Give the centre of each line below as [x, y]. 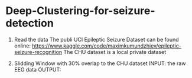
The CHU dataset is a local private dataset [115, 52]
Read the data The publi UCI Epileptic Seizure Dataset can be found [96, 39]
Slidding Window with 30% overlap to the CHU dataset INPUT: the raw [100, 63]
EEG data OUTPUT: [38, 69]
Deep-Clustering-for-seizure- [80, 11]
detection [30, 23]
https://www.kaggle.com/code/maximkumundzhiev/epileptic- [106, 46]
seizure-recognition [38, 52]
